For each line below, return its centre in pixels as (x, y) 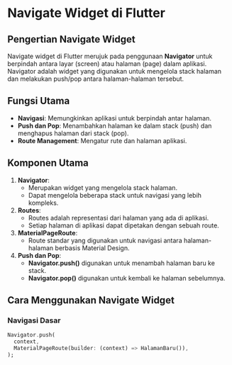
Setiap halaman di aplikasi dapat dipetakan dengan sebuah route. (124, 225)
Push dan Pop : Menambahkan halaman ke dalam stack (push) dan (115, 125)
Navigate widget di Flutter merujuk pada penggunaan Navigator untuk (110, 56)
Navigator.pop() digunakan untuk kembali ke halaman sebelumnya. (127, 278)
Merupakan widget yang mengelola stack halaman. (103, 187)
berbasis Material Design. (92, 248)
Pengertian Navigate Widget (72, 39)
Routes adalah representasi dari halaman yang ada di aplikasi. (118, 218)
